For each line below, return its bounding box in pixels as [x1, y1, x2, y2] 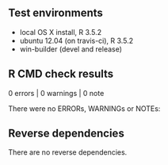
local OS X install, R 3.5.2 [19, 27, 101, 36]
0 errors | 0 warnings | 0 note [8, 88, 105, 98]
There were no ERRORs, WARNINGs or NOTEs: [8, 103, 161, 113]
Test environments [8, 6, 103, 20]
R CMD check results [8, 67, 114, 81]
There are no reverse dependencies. [8, 148, 128, 157]
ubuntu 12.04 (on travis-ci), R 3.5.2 [19, 36, 133, 45]
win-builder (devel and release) [19, 44, 123, 54]
